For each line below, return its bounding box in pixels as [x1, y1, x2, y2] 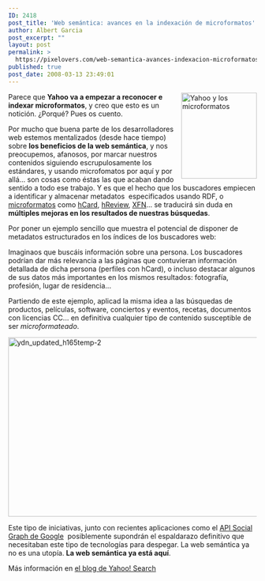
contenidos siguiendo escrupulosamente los [8, 157, 152, 167]
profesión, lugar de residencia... [8, 281, 112, 290]
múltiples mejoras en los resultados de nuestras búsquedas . [8, 208, 211, 217]
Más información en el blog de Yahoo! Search [8, 563, 156, 573]
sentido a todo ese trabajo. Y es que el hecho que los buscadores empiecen [8, 183, 256, 192]
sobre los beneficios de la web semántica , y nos [8, 141, 168, 150]
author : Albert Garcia [8, 26, 83, 34]
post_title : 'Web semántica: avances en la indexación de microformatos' [8, 19, 256, 27]
